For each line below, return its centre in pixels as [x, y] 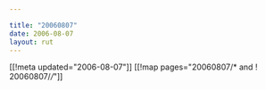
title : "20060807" [43, 25]
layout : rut [31, 42]
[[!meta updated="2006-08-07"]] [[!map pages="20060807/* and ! [133, 67]
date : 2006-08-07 [42, 33]
